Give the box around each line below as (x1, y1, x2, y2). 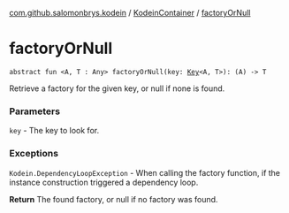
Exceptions (9, 148, 59, 160)
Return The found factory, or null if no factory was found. (9, 194, 218, 204)
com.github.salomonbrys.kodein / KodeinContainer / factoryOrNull (9, 8, 251, 18)
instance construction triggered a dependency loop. (9, 177, 199, 187)
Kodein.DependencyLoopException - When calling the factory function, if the (9, 167, 281, 178)
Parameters (9, 105, 60, 118)
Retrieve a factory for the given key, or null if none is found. (9, 83, 225, 94)
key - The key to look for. (9, 126, 100, 136)
